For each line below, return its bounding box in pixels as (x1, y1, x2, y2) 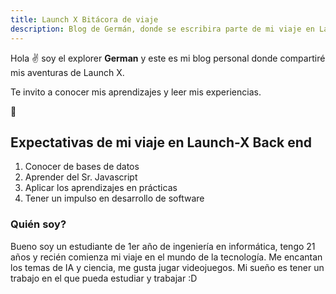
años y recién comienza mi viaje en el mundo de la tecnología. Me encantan (10, 251, 323, 263)
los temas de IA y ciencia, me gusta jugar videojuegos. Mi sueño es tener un (10, 261, 325, 273)
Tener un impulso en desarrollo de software (24, 192, 205, 205)
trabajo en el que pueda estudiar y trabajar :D (10, 272, 198, 284)
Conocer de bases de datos (24, 161, 140, 173)
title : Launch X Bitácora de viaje (10, 14, 159, 25)
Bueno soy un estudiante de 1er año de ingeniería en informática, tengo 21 (10, 240, 316, 252)
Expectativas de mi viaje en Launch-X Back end (10, 134, 312, 151)
